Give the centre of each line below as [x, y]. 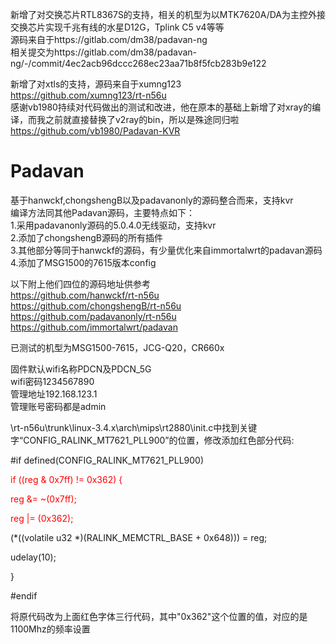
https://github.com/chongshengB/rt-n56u [96, 305]
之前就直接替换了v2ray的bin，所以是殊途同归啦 [142, 119]
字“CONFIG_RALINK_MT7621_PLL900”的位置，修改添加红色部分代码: [152, 440]
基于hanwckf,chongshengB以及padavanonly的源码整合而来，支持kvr [152, 200]
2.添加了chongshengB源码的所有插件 [86, 237]
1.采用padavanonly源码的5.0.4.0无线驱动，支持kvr [113, 225]
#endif [24, 595]
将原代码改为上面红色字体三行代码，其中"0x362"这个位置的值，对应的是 [159, 616]
